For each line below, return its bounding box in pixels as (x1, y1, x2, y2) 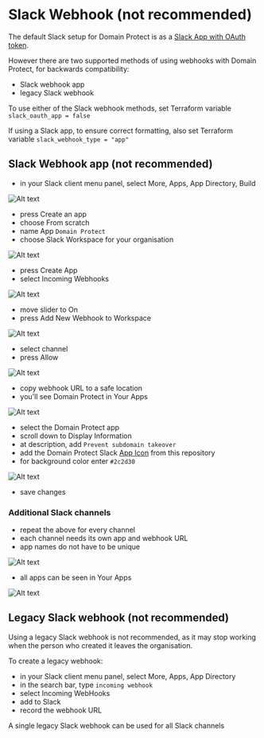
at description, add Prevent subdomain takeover (19, 439, 177, 449)
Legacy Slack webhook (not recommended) (8, 611, 229, 625)
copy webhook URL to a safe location (19, 383, 143, 393)
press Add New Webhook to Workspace (19, 313, 151, 323)
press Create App (19, 265, 78, 275)
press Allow (19, 352, 59, 362)
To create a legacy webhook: (8, 656, 103, 666)
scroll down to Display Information (19, 431, 133, 441)
